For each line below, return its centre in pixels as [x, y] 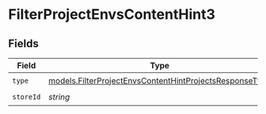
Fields [24, 44]
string [59, 97]
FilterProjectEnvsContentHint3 [112, 15]
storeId [27, 97]
